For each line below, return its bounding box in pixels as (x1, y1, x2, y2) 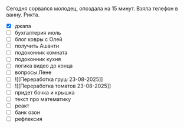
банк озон (14, 109, 40, 116)
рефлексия (14, 115, 42, 122)
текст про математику (14, 95, 71, 102)
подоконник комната (14, 49, 68, 56)
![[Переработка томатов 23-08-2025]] (14, 82, 111, 89)
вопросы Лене (14, 69, 52, 76)
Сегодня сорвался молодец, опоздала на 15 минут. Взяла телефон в (6, 5, 178, 12)
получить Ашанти (14, 42, 60, 49)
